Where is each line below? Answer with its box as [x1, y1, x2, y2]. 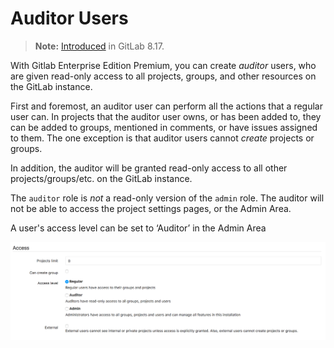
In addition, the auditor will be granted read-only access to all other [10, 162, 288, 174]
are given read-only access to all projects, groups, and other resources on [10, 70, 317, 82]
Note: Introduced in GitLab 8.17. [34, 40, 165, 52]
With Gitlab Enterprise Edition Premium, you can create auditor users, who [10, 59, 317, 71]
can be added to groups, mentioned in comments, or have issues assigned [10, 121, 318, 133]
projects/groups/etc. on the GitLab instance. [10, 172, 193, 184]
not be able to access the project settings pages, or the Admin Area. [10, 202, 292, 214]
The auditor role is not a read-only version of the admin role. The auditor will [10, 192, 325, 204]
